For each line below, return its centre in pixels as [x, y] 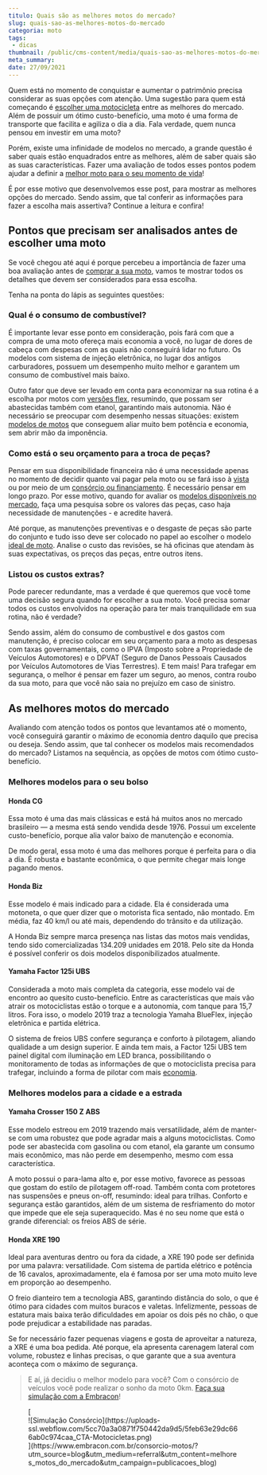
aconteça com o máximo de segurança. [73, 1364]
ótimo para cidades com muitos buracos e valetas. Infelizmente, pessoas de [133, 1306]
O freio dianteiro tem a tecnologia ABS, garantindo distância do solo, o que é [133, 1298]
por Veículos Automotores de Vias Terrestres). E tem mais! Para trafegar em [132, 667]
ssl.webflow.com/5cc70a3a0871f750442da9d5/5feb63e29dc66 [133, 1429]
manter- [244, 1129]
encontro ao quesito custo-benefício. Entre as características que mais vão [131, 997]
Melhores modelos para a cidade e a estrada [95, 1093]
